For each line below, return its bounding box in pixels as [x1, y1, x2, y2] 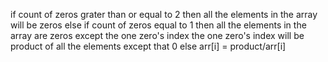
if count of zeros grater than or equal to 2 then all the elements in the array [10, 9, 318, 20]
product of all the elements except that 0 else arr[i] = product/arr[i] [10, 40, 287, 52]
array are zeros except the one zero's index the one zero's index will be [10, 30, 305, 41]
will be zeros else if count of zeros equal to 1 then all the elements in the [10, 19, 307, 31]
